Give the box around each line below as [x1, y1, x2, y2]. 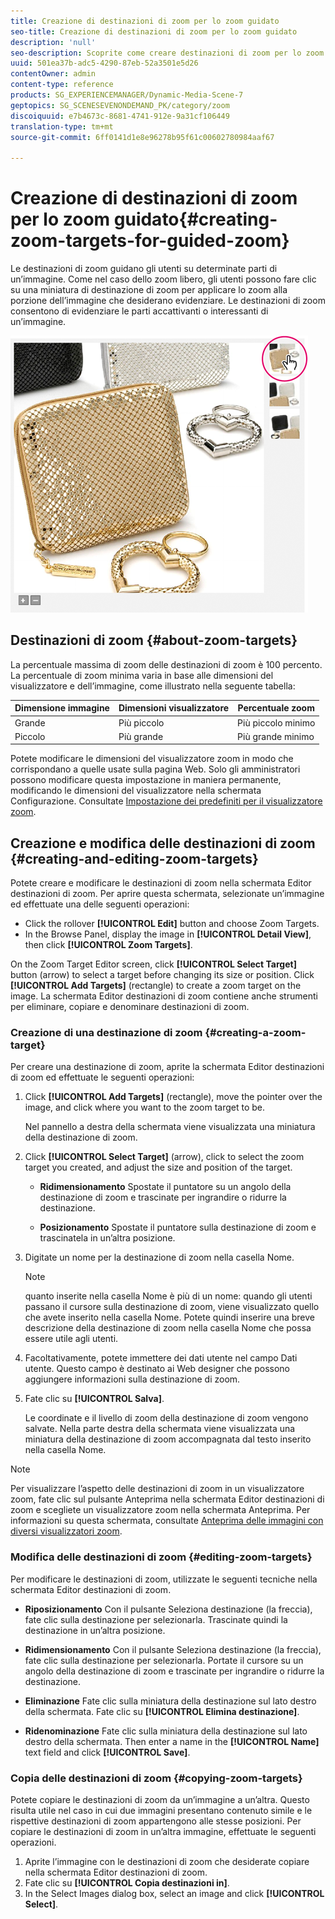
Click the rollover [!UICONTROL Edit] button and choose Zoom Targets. [24, 918, 320, 930]
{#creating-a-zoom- [204, 1026, 307, 1040]
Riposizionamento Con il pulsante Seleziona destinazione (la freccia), [24, 1603, 313, 1615]
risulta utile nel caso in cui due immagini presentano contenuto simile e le [10, 1805, 313, 1817]
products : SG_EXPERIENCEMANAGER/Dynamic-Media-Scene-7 [10, 90, 244, 100]
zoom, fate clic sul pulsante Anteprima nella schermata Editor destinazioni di [10, 1493, 325, 1505]
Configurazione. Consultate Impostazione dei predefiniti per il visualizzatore [10, 795, 323, 807]
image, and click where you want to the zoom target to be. [24, 1101, 266, 1114]
